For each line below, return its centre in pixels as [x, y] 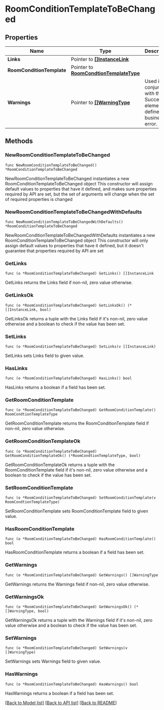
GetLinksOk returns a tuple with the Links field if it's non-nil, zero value [76, 318]
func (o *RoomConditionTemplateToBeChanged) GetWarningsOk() [69, 607]
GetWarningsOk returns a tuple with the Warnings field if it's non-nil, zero [79, 620]
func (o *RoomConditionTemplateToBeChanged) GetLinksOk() [65, 305]
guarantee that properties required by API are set [54, 251]
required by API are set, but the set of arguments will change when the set [80, 194]
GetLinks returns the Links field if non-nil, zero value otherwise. [69, 283]
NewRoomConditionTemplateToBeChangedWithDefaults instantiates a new [80, 235]
